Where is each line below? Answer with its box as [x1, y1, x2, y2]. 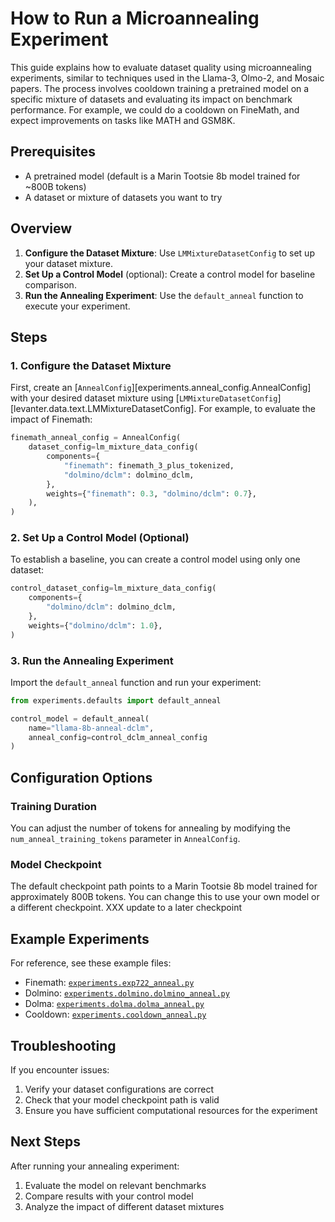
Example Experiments [10, 930, 150, 947]
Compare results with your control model [24, 1190, 194, 1202]
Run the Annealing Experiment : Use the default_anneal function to [24, 289, 304, 301]
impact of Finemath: [10, 413, 93, 426]
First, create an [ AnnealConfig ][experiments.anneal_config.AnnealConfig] [10, 382, 312, 394]
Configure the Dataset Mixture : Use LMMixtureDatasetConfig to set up [24, 247, 315, 259]
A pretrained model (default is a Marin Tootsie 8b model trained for [24, 170, 301, 182]
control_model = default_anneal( [10, 713, 150, 724]
